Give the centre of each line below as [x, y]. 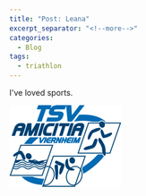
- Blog [30, 47]
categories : [31, 38]
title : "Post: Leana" [50, 19]
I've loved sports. [41, 93]
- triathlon [40, 66]
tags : [19, 57]
